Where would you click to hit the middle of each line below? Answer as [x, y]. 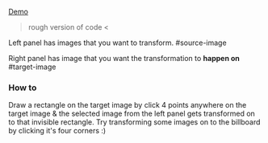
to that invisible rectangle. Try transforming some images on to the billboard [134, 122]
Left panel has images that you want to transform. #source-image [118, 43]
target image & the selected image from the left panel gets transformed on [132, 114]
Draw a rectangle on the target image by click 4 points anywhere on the [128, 105]
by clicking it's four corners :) [57, 131]
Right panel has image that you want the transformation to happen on [124, 58]
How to [23, 88]
